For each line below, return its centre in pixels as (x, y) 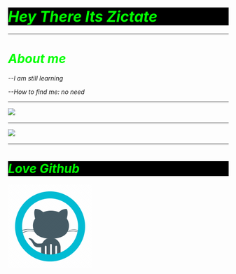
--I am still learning (36, 78)
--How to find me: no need (46, 92)
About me (37, 59)
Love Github (44, 169)
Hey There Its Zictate (83, 16)
